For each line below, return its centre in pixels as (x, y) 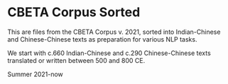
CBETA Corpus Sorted (74, 12)
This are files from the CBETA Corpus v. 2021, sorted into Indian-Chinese (114, 32)
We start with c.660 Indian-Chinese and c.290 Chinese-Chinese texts (109, 53)
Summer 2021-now (36, 74)
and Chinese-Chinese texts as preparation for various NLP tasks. (102, 39)
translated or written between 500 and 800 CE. (76, 60)
